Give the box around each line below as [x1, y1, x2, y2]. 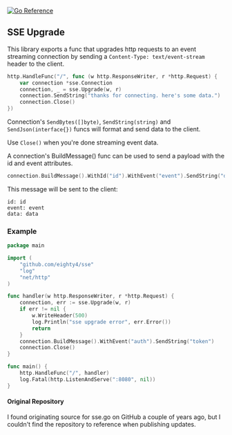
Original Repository [7, 398, 64, 406]
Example [7, 226, 37, 236]
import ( [7, 254, 32, 262]
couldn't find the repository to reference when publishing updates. [7, 420, 196, 428]
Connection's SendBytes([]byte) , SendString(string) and [7, 118, 171, 126]
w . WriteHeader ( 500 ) [32, 312, 88, 320]
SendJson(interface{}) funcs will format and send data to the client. [7, 125, 201, 133]
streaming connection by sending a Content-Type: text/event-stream [7, 52, 205, 60]
